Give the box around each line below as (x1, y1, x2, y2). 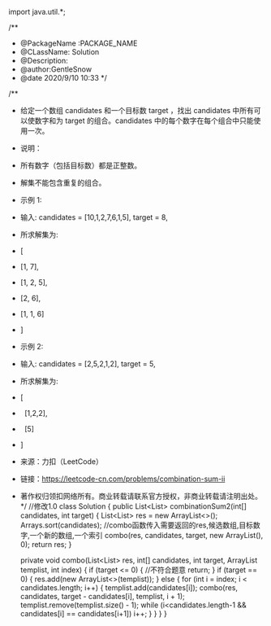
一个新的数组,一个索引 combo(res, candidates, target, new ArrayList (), (29, 531, 264, 540)
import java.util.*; (8, 7, 67, 16)
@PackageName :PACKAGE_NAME (19, 38, 138, 48)
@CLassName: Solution (19, 47, 100, 56)
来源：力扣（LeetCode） (19, 457, 103, 466)
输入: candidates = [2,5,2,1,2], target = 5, (19, 359, 156, 369)
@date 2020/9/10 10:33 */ (19, 73, 108, 82)
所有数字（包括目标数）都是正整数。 (19, 160, 142, 170)
